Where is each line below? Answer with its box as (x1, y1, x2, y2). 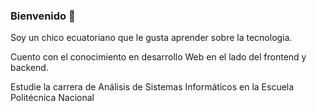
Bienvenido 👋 (10, 9, 76, 23)
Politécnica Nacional (10, 92, 95, 104)
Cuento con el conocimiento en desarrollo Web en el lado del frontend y (10, 51, 307, 63)
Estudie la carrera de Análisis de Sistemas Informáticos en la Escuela (10, 81, 295, 93)
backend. (10, 62, 49, 74)
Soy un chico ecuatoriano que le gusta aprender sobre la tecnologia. (10, 32, 293, 44)
